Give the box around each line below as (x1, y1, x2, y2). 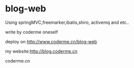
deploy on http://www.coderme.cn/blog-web (5, 38, 97, 45)
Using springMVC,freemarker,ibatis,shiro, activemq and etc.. (5, 19, 130, 25)
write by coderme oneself (5, 29, 58, 35)
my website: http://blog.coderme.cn (5, 48, 78, 54)
